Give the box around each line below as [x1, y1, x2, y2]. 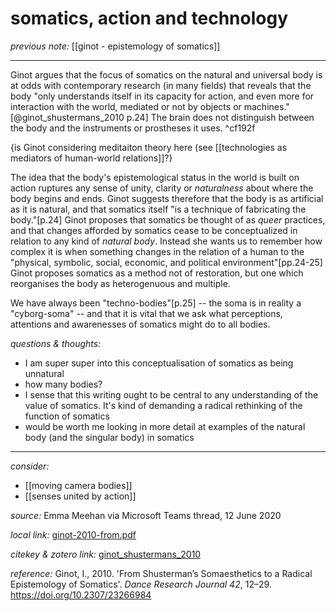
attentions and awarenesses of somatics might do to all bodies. [10, 318, 271, 330]
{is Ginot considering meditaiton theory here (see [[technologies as [10, 141, 288, 153]
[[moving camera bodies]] [24, 479, 133, 491]
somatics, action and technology [10, 7, 289, 30]
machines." [243, 100, 290, 112]
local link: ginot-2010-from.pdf [10, 528, 137, 541]
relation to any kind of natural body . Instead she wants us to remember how [10, 235, 323, 247]
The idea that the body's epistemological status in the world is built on [10, 171, 300, 183]
